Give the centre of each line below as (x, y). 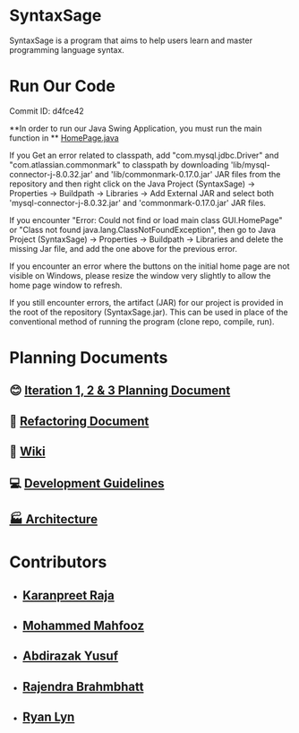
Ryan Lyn (48, 717)
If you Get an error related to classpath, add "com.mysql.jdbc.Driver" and (144, 155)
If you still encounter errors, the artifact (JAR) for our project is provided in (146, 302)
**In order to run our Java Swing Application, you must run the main (136, 128)
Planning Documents (89, 358)
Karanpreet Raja (68, 595)
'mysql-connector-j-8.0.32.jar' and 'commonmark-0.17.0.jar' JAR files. (138, 203)
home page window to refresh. (66, 285)
